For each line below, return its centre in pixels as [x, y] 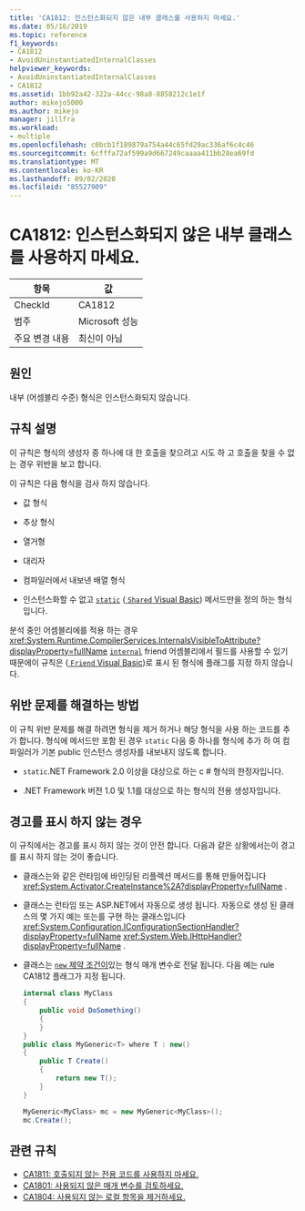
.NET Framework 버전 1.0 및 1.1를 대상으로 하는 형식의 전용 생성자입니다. [152, 790]
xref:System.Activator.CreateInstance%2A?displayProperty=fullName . [155, 886]
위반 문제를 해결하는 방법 [74, 705]
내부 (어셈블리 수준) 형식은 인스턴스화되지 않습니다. [100, 397]
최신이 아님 [100, 339]
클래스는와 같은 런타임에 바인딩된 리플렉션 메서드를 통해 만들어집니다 [144, 876]
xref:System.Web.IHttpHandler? [182, 936]
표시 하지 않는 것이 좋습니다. [69, 857]
